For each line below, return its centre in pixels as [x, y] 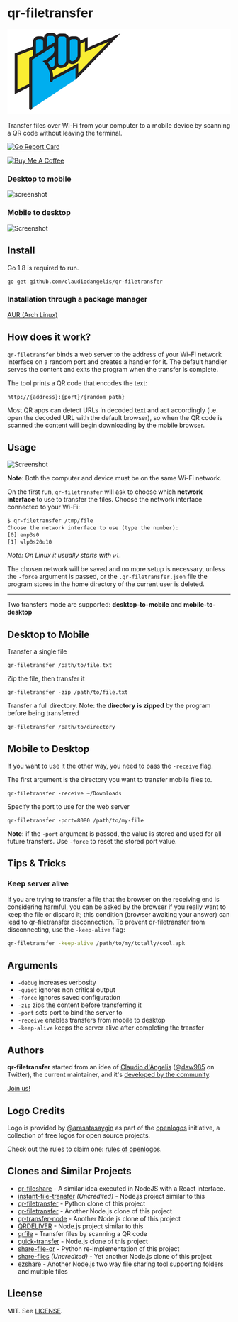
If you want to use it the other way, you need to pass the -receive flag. [110, 766]
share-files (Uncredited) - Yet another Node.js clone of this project [115, 1256]
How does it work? [49, 337]
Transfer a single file [37, 651]
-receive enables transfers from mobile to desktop [91, 1020]
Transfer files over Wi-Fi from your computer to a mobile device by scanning [119, 126]
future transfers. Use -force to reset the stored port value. [92, 842]
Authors [26, 1050]
